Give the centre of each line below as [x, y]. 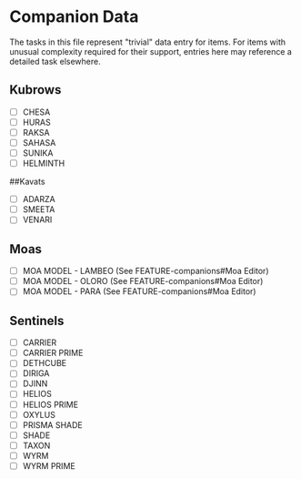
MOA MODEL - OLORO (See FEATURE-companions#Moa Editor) [143, 281]
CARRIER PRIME [53, 353]
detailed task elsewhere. [55, 61]
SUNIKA [38, 153]
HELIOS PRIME [50, 404]
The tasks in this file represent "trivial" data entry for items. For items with [148, 42]
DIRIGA [36, 373]
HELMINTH [44, 163]
